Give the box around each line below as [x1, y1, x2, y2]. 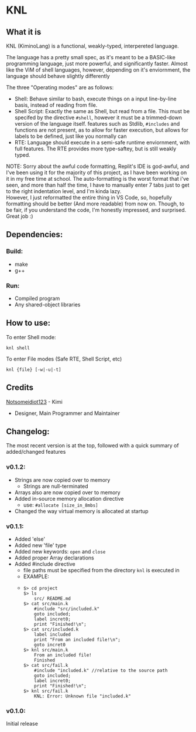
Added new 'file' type [14, 542, 67, 549]
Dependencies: [6, 230, 63, 239]
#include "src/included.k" [34, 606, 100, 612]
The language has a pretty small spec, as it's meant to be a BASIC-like [6, 54, 176, 60]
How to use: [6, 318, 51, 328]
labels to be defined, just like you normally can [14, 133, 127, 140]
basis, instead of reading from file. [14, 102, 98, 109]
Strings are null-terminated [23, 483, 88, 490]
